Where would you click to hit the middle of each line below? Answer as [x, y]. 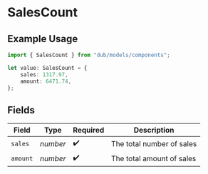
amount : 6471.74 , [46, 81]
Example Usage [43, 39]
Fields [21, 110]
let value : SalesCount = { [47, 68]
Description [154, 130]
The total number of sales [154, 143]
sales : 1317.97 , [45, 75]
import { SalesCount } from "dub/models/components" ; [89, 55]
